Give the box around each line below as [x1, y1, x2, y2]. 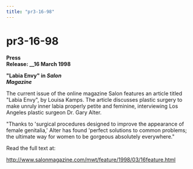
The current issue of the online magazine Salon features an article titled [6, 90, 182, 97]
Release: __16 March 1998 [6, 60, 71, 67]
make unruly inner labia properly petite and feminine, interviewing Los [6, 102, 178, 109]
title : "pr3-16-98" [6, 8, 55, 15]
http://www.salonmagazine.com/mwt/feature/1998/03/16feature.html [6, 156, 176, 163]
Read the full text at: [6, 144, 56, 152]
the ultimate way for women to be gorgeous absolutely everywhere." [6, 133, 175, 140]
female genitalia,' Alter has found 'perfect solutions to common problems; [6, 126, 187, 134]
